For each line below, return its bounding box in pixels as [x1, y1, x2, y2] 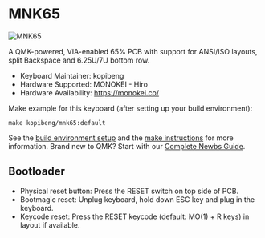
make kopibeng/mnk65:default [8, 119, 106, 127]
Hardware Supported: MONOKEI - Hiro [19, 79, 149, 89]
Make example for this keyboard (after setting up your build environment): [8, 103, 253, 113]
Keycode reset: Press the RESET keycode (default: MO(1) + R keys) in [19, 212, 250, 221]
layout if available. [19, 220, 80, 229]
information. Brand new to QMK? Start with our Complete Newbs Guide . [8, 141, 246, 151]
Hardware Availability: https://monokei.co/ [19, 87, 159, 97]
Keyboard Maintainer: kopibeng [19, 71, 124, 80]
